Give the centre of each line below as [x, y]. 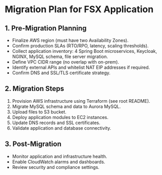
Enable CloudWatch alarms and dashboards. [58, 162]
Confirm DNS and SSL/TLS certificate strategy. [61, 73]
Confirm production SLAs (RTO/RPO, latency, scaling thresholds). [80, 46]
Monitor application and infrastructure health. [59, 156]
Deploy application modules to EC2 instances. [60, 117]
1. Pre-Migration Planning [46, 28]
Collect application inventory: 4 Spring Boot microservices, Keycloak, [85, 51]
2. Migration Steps [35, 89]
